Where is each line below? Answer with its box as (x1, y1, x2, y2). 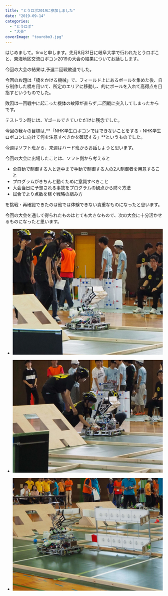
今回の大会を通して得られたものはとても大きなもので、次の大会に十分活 (5, 212, 153, 218)
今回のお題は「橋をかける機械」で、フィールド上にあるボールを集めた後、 (5, 77, 158, 83)
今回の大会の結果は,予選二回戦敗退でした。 (5, 67, 94, 72)
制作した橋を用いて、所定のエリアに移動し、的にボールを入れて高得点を (9, 83, 158, 89)
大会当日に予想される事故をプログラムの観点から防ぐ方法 (12, 185, 131, 190)
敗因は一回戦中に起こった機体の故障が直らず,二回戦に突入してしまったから (5, 100, 159, 106)
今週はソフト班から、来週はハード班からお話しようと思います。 (5, 145, 136, 150)
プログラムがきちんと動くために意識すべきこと (12, 178, 109, 184)
